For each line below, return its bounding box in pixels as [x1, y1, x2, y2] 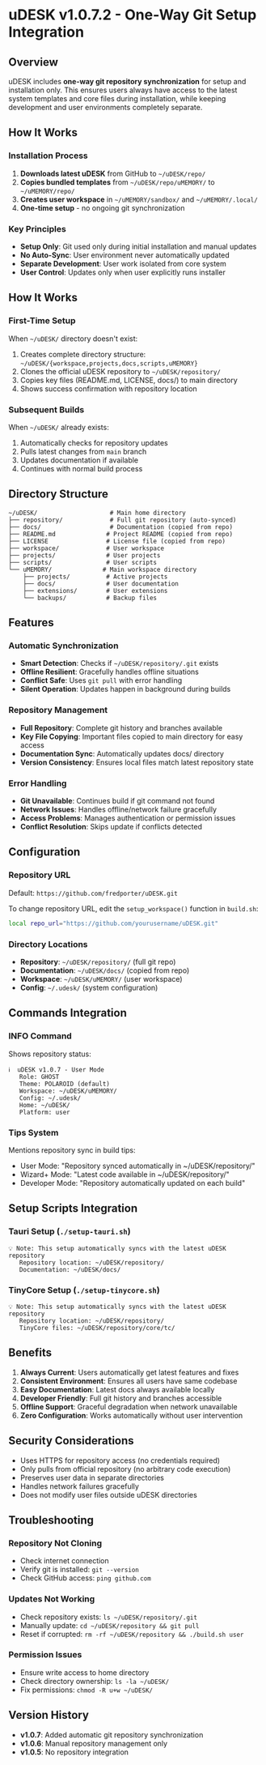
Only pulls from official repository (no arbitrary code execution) [19, 1464, 231, 1473]
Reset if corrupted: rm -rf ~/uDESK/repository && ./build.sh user [19, 1629, 244, 1639]
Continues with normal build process [19, 463, 143, 473]
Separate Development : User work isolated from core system [19, 258, 226, 268]
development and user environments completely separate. [8, 103, 203, 112]
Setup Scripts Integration [8, 1201, 138, 1216]
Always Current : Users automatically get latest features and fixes [19, 1367, 239, 1377]
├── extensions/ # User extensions [23, 586, 168, 595]
